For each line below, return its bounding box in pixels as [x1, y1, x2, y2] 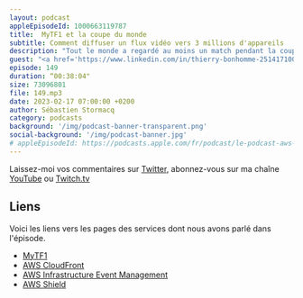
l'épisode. [9, 232, 47, 243]
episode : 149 [9, 64, 59, 73]
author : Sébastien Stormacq [9, 105, 115, 114]
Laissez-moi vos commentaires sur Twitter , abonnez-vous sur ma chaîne [9, 163, 280, 174]
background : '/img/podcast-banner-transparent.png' [9, 122, 207, 131]
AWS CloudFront [22, 259, 85, 270]
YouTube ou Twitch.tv [9, 173, 90, 184]
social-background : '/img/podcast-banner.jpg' [9, 131, 188, 140]
